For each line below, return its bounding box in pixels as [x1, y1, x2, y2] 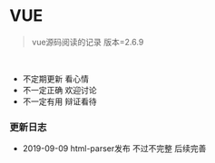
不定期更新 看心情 [22, 73, 89, 84]
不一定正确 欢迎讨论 [22, 84, 97, 95]
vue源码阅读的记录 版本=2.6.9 [31, 36, 144, 47]
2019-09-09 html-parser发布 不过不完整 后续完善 [22, 143, 207, 154]
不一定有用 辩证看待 [22, 96, 97, 107]
